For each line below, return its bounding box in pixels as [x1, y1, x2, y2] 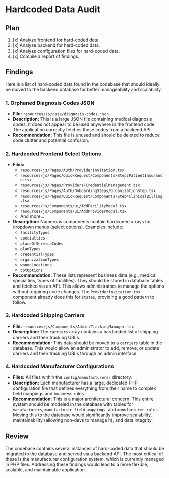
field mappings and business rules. [12, 391, 86, 396]
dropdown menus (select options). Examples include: [12, 224, 124, 230]
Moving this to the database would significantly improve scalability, [12, 412, 152, 418]
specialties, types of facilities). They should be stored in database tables [12, 278, 163, 284]
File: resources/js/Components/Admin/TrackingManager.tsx [12, 323, 134, 329]
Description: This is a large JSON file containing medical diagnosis [12, 116, 152, 122]
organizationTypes [20, 257, 59, 262]
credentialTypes [20, 252, 54, 257]
